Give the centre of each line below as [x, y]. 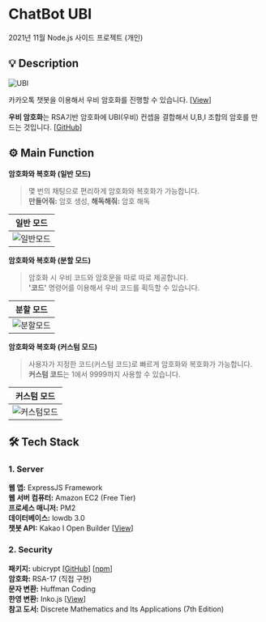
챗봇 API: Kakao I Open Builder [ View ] [71, 528]
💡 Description [44, 64]
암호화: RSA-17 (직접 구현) [50, 578]
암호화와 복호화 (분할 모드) [50, 260]
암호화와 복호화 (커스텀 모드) [53, 347]
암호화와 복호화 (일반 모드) [50, 173]
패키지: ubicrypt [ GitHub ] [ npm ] [61, 569]
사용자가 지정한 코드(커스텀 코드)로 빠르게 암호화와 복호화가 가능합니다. [140, 364]
